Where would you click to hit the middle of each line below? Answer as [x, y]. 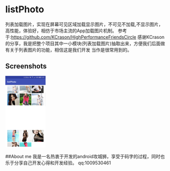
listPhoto [25, 9]
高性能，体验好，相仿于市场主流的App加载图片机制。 [61, 30]
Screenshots [26, 66]
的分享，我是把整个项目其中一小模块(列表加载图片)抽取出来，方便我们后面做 [85, 43]
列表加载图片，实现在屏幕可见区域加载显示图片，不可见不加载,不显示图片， [84, 24]
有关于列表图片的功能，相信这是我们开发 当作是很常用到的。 [68, 50]
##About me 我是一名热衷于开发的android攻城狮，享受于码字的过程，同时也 [85, 156]
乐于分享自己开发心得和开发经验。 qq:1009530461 [58, 163]
